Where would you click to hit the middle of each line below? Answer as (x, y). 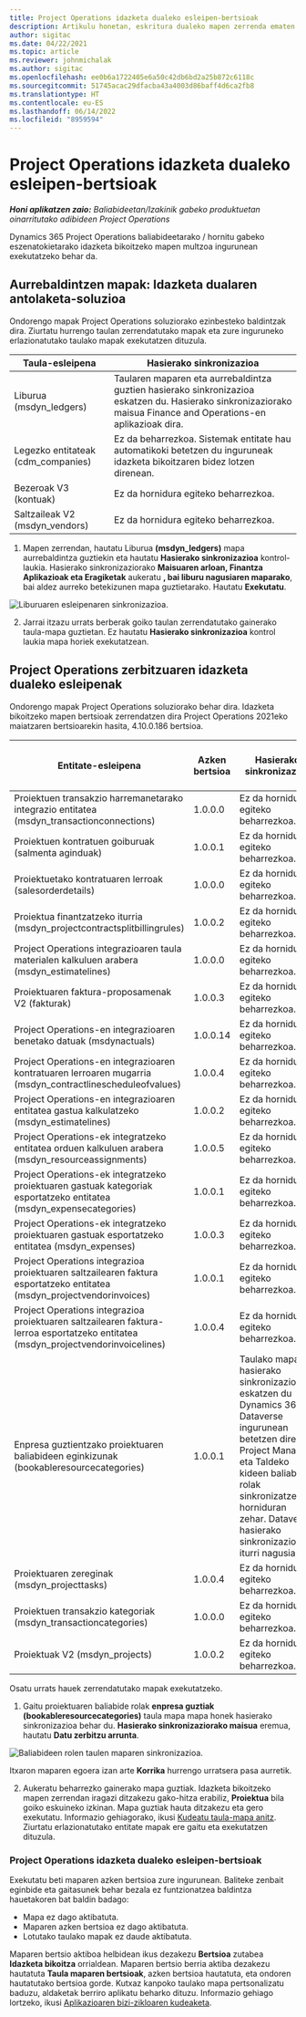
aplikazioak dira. (148, 423)
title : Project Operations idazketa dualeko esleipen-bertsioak (134, 18)
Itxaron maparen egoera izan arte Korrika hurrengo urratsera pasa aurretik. (151, 1770)
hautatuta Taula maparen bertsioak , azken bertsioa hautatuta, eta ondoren (150, 1973)
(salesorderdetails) (55, 890)
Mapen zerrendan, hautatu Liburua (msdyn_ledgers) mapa (133, 547)
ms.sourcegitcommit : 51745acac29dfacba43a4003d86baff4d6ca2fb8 (132, 86)
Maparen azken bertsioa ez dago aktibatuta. (105, 1927)
